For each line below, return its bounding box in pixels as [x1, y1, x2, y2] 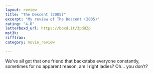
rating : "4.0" [5, 21, 35, 26]
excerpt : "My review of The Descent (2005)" [5, 16, 100, 21]
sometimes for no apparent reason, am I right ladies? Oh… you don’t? [5, 63, 148, 69]
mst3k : [5, 30, 19, 35]
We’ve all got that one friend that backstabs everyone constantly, [5, 58, 140, 64]
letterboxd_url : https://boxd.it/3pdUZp [5, 26, 91, 31]
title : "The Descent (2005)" [5, 12, 66, 17]
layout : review [5, 7, 37, 12]
